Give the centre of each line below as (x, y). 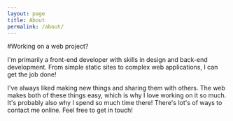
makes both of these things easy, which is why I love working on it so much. (117, 95)
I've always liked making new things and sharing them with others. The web (116, 88)
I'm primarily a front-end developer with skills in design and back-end (107, 60)
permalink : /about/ (36, 26)
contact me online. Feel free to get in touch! (70, 110)
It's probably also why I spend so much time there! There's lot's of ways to (115, 103)
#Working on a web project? (48, 47)
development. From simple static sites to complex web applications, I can (113, 67)
